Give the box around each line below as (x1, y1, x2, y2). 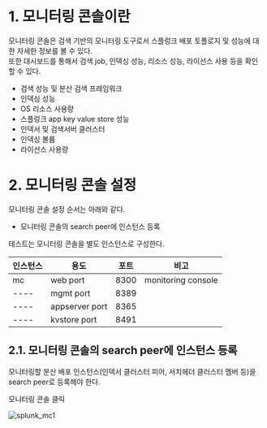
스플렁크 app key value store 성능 (19, 114, 130, 123)
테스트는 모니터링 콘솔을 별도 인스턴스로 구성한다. (8, 239, 165, 249)
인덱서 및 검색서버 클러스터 (19, 123, 106, 134)
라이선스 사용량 (19, 144, 69, 154)
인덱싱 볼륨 (19, 134, 56, 144)
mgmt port (50, 287, 91, 299)
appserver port (50, 300, 108, 312)
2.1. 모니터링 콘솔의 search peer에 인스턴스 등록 (8, 344, 238, 357)
